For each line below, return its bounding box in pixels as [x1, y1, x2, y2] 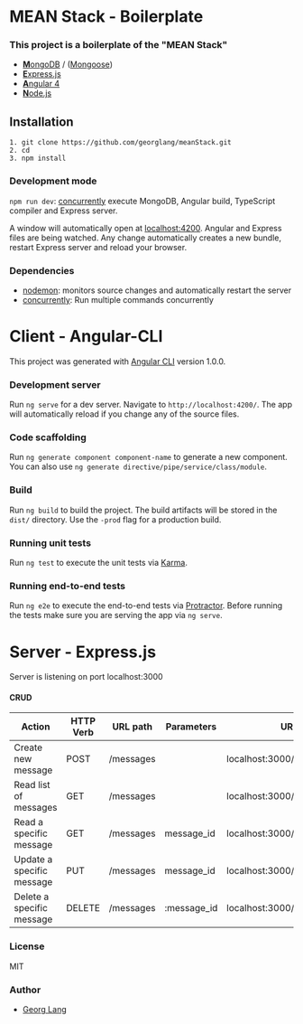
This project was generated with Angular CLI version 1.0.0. [9, 355, 226, 367]
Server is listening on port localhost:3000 [9, 672, 164, 682]
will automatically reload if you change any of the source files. [9, 409, 240, 419]
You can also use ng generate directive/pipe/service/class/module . [9, 461, 268, 472]
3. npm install [9, 154, 67, 164]
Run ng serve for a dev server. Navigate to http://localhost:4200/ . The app [9, 399, 293, 410]
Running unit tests [9, 536, 92, 549]
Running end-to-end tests [9, 579, 126, 592]
